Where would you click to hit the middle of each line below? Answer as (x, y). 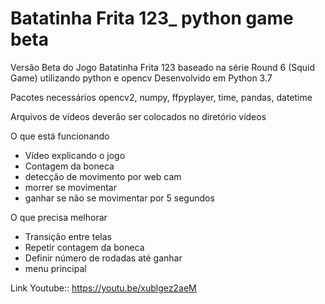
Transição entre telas (68, 236)
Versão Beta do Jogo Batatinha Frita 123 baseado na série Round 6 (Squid (163, 67)
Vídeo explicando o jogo (75, 155)
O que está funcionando (60, 136)
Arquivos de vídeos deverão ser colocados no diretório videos (138, 116)
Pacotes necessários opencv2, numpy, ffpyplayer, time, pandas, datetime (161, 97)
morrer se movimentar (70, 187)
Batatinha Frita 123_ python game (152, 18)
